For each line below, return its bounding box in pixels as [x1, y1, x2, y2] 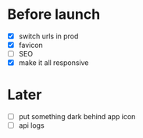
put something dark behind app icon [18, 112, 136, 122]
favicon [18, 41, 44, 49]
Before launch [7, 5, 101, 24]
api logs [18, 121, 45, 130]
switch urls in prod [18, 31, 79, 41]
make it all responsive [18, 58, 89, 67]
